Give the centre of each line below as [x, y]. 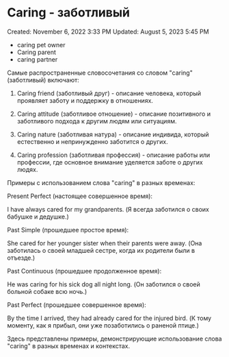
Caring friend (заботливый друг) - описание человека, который [109, 93]
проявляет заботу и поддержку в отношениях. [85, 100]
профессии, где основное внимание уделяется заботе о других [110, 162]
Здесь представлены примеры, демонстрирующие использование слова [114, 338]
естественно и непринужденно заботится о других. [93, 141]
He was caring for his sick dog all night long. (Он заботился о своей [104, 284]
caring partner [37, 59]
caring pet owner [41, 45]
